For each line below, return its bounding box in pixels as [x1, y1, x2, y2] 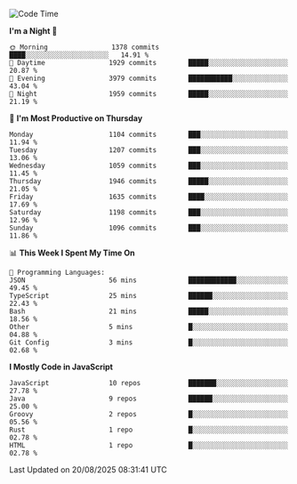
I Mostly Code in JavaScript [9, 361, 114, 372]
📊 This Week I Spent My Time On [9, 247, 135, 258]
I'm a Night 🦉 [9, 26, 58, 36]
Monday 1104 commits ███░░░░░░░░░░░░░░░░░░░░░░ [9, 130, 289, 139]
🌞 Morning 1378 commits [9, 43, 160, 52]
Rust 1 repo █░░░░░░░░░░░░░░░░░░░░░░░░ [9, 425, 289, 434]
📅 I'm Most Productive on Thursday [9, 113, 143, 124]
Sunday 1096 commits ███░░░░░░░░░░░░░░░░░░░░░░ [9, 223, 289, 232]
